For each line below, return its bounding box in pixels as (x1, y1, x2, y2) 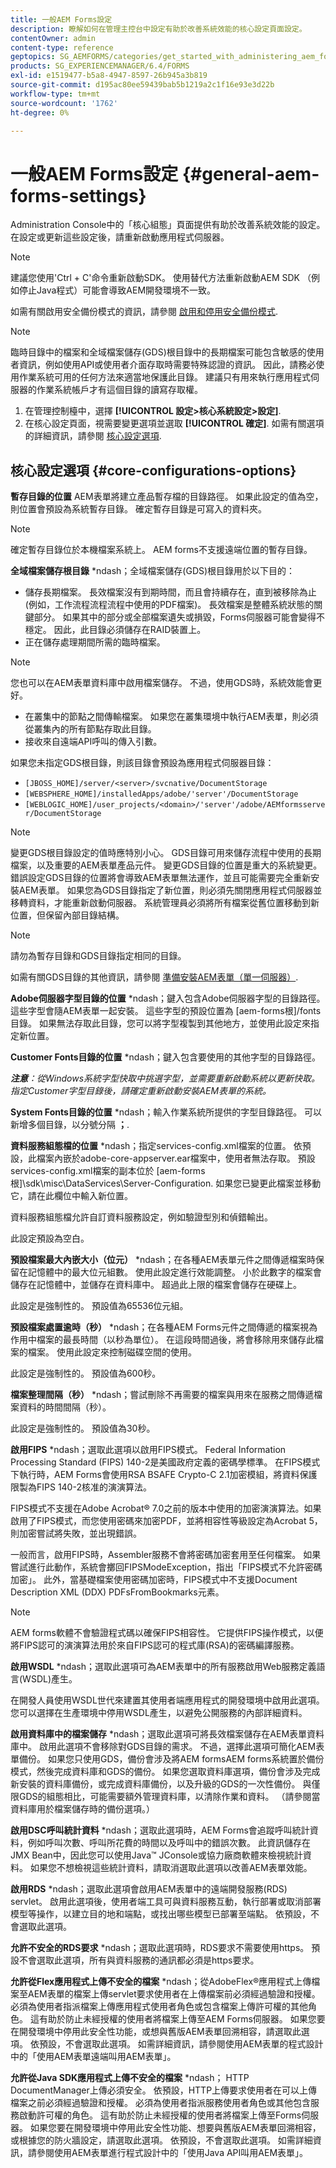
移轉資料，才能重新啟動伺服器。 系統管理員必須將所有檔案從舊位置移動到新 (10, 897, 320, 909)
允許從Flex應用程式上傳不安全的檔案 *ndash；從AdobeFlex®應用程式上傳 (10, 1976, 312, 1988)
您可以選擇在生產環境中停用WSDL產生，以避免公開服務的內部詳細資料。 (10, 1707, 308, 1719)
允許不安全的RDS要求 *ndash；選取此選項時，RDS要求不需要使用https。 (10, 1942, 310, 1954)
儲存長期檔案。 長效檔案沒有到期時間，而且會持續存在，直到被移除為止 (24, 586, 317, 598)
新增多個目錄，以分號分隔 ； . (10, 1119, 130, 1131)
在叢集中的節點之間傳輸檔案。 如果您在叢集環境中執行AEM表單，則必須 (24, 711, 319, 723)
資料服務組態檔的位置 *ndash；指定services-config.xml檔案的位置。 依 (10, 1140, 303, 1152)
